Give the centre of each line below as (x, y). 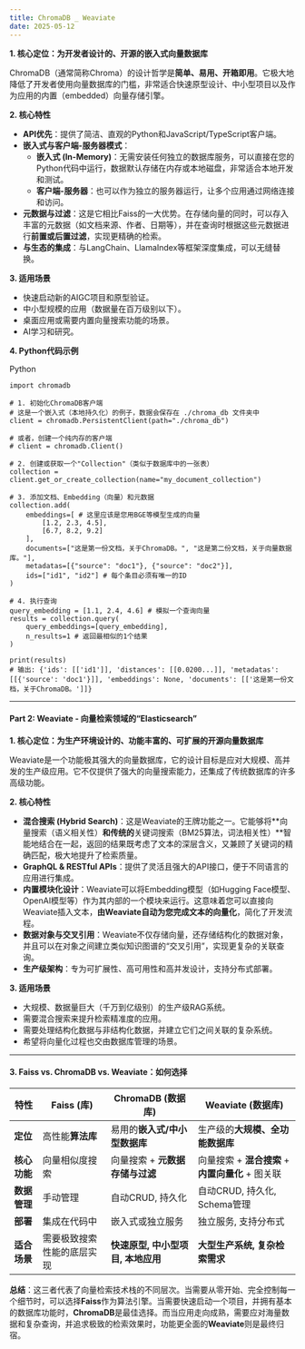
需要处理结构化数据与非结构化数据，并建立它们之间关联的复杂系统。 (150, 1029)
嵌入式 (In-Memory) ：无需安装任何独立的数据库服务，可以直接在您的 (165, 156)
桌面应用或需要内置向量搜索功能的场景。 (98, 320)
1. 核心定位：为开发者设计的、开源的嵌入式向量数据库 (109, 53)
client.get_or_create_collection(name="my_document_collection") (135, 479)
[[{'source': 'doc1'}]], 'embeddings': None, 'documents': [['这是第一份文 (152, 679)
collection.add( (40, 505)
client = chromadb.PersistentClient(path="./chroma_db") (119, 420)
